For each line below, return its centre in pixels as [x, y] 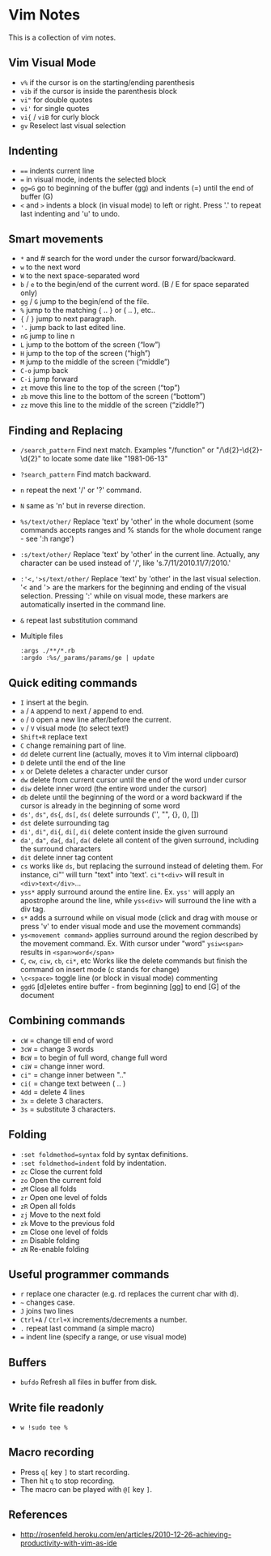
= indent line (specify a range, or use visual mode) [104, 1337]
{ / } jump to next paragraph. [68, 319]
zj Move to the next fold [60, 1215]
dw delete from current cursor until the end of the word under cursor [133, 780]
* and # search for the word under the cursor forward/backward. [128, 259]
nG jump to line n [47, 336]
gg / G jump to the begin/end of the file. [85, 302]
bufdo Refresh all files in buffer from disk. [89, 1382]
